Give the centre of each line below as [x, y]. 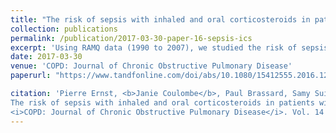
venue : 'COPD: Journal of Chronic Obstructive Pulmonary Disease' [151, 66]
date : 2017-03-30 [46, 57]
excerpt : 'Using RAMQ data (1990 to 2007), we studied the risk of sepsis [169, 47]
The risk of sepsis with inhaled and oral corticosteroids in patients [162, 102]
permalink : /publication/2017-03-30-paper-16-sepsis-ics [131, 38]
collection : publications [64, 29]
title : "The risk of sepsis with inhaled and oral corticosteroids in [160, 19]
